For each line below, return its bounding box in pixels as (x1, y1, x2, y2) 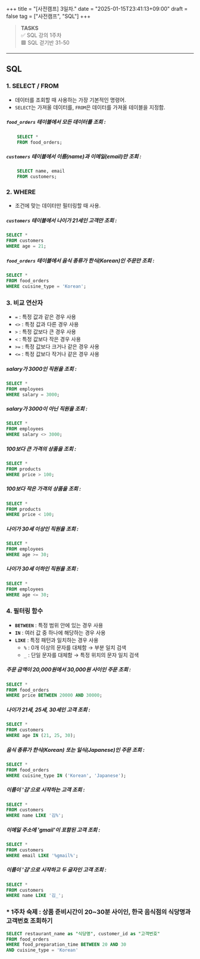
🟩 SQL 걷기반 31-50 (20, 39, 70, 46)
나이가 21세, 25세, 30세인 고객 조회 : (6, 706, 90, 713)
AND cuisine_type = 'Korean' (6, 947, 79, 954)
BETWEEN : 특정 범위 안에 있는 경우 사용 (14, 621, 104, 629)
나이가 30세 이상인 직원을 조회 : (6, 525, 79, 532)
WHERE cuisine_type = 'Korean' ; (6, 283, 86, 289)
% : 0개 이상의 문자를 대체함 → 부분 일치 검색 (23, 644, 127, 651)
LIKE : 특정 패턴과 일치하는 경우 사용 (14, 636, 99, 644)
